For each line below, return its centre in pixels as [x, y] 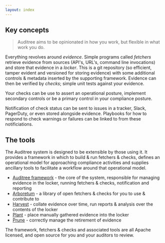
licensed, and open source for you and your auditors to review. [70, 235]
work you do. [31, 47]
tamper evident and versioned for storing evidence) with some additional [80, 73]
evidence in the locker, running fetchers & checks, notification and [80, 183]
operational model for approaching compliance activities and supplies [77, 162]
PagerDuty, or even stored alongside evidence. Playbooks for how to [76, 113]
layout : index [20, 10]
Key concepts [27, 30]
